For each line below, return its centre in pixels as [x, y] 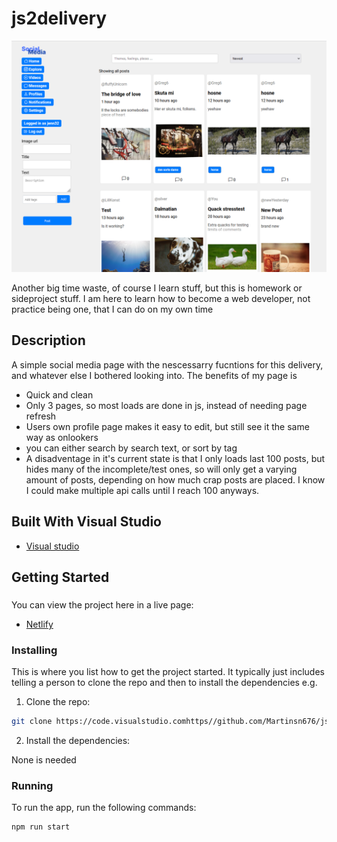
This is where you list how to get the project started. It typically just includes [168, 672]
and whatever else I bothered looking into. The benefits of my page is [154, 375]
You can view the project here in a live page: [102, 605]
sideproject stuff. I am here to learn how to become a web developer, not [161, 299]
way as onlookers [62, 437]
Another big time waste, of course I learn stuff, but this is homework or [157, 288]
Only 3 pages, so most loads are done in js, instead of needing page [166, 405]
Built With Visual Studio [86, 522]
